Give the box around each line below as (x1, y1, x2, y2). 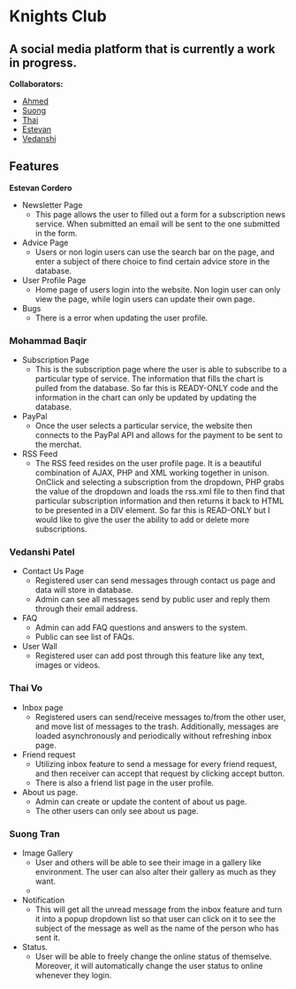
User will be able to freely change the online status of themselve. (34, 951, 272, 962)
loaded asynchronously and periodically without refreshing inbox (34, 730, 272, 740)
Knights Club (9, 6, 108, 27)
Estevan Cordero (9, 182, 72, 193)
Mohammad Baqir (9, 334, 87, 347)
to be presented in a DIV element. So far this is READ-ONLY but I (34, 505, 271, 516)
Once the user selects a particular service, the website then (34, 420, 254, 431)
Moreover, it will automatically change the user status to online (34, 961, 263, 970)
